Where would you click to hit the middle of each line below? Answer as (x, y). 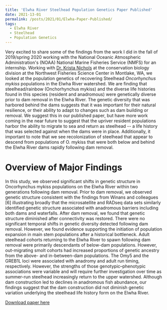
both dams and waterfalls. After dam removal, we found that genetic (75, 213)
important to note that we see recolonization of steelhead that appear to (79, 137)
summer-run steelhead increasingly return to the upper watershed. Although (84, 277)
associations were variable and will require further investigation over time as (83, 271)
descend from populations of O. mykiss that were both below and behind (80, 142)
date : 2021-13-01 (23, 14)
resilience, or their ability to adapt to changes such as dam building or (77, 110)
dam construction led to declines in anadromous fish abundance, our (76, 282)
